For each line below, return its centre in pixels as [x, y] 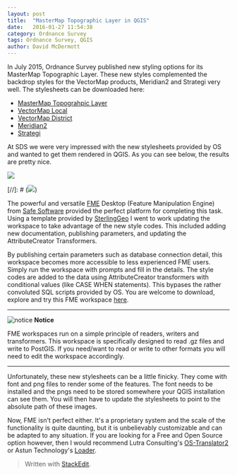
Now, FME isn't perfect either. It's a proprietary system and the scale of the [116, 420]
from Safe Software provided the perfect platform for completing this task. [115, 211]
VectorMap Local [42, 111]
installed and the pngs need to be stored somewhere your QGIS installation [116, 392]
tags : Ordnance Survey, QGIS [50, 40]
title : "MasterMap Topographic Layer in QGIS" [79, 20]
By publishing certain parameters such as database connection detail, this [115, 254]
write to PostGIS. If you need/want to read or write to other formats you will [116, 348]
